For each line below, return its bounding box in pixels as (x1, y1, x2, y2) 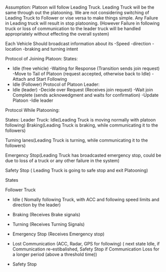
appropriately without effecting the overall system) (5, 31, 109, 37)
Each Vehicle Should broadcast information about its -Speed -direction (5, 41, 151, 47)
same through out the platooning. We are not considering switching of (5, 10, 149, 16)
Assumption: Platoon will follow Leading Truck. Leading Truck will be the (5, 5, 154, 10)
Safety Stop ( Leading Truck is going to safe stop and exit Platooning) (5, 168, 148, 173)
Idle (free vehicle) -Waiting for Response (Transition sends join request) (12, 65, 160, 71)
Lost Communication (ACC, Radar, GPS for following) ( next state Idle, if (12, 241, 160, 246)
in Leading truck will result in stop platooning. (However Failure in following (5, 20, 160, 26)
